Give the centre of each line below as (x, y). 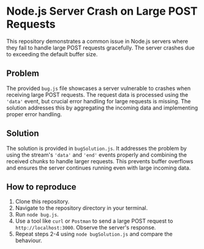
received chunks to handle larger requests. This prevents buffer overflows (100, 161)
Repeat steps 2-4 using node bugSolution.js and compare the (94, 234)
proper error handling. (34, 114)
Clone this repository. (42, 202)
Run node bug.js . (37, 215)
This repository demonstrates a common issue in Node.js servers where (97, 41)
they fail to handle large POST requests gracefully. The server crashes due (100, 48)
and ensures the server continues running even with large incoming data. (99, 168)
